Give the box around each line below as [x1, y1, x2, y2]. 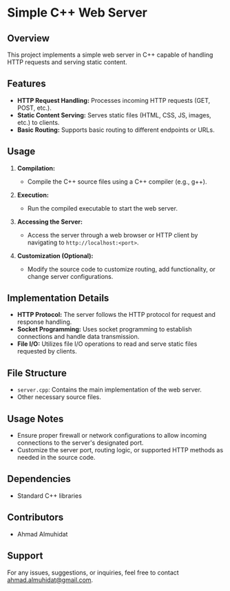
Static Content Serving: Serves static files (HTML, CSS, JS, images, [17, 110, 211, 119]
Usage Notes [7, 413, 64, 425]
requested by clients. [17, 347, 77, 356]
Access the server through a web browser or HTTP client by [27, 231, 198, 239]
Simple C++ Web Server [7, 5, 148, 21]
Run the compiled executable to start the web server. [27, 204, 178, 212]
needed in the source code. [17, 454, 96, 462]
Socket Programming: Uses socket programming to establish [17, 325, 192, 333]
